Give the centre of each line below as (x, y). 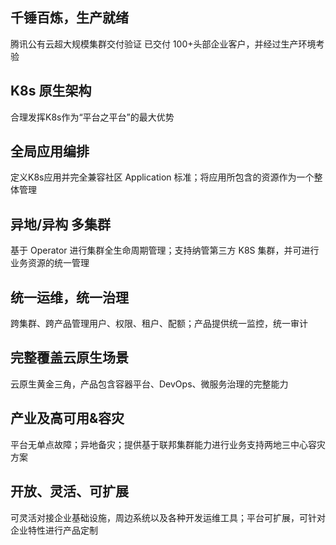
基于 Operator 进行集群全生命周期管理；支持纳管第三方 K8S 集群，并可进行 (165, 250)
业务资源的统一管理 (50, 263)
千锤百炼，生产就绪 (69, 18)
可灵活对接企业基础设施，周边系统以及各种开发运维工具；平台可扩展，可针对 (168, 517)
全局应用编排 (50, 151)
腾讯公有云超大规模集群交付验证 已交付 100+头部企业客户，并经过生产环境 (163, 44)
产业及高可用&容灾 (67, 418)
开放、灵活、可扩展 (69, 491)
